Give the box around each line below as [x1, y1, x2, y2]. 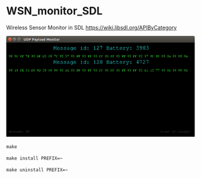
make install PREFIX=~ [6, 155, 63, 161]
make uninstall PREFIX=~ [6, 167, 68, 173]
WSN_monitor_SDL [6, 4, 103, 18]
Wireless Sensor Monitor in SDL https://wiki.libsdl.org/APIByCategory [6, 24, 177, 31]
